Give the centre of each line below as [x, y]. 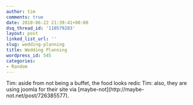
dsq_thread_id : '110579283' [41, 28]
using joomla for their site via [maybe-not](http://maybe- [75, 90]
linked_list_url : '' [32, 39]
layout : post [22, 34]
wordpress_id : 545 [29, 55]
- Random [17, 66]
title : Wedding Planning [37, 50]
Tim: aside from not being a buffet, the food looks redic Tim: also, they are [97, 83]
